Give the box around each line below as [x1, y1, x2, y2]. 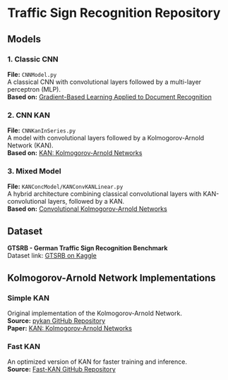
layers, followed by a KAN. [47, 197, 125, 206]
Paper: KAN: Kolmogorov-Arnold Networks [7, 324, 133, 332]
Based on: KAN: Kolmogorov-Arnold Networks [7, 149, 143, 157]
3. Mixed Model [7, 166, 61, 176]
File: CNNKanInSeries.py [7, 126, 76, 135]
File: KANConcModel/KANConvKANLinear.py [7, 182, 124, 191]
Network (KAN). [7, 141, 54, 149]
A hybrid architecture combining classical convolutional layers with [7, 190, 202, 198]
